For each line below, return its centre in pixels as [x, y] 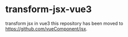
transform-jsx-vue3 [49, 9]
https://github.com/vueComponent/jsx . [46, 28]
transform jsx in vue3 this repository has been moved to [64, 23]
